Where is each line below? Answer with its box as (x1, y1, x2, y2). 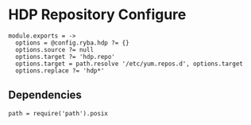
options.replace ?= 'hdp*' (15, 66, 105, 75)
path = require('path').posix (8, 109, 109, 117)
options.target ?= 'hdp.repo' (15, 53, 115, 61)
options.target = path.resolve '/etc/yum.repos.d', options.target (15, 60, 244, 68)
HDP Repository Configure (8, 6, 187, 24)
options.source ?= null (15, 45, 94, 53)
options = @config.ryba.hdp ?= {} (15, 38, 129, 47)
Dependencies (8, 88, 82, 102)
